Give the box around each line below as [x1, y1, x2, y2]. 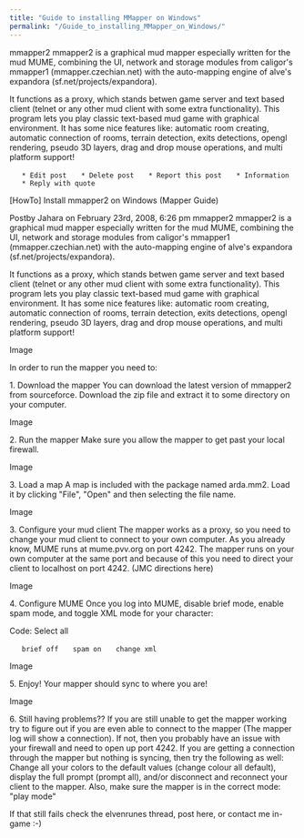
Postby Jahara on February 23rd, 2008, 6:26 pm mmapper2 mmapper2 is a [9, 212, 292, 223]
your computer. [9, 399, 67, 409]
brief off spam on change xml [21, 644, 157, 653]
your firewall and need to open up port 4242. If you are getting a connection [9, 742, 296, 753]
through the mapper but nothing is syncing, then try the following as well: [9, 752, 284, 762]
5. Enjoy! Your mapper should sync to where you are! [9, 678, 208, 689]
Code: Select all [9, 625, 69, 636]
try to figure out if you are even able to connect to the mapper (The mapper [9, 722, 292, 733]
